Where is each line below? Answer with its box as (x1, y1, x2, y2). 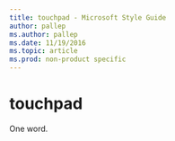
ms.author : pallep (9, 30, 78, 39)
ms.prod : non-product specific (9, 55, 127, 64)
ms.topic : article (9, 47, 78, 56)
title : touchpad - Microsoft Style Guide (9, 13, 167, 22)
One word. (9, 123, 48, 134)
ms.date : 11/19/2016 (9, 38, 87, 48)
